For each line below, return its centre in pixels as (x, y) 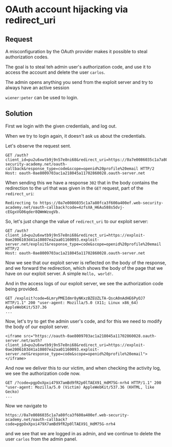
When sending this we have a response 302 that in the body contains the (82, 182)
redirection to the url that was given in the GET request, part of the (74, 188)
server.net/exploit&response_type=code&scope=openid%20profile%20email (83, 244)
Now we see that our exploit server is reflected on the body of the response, (86, 263)
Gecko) (12, 392)
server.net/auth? (24, 340)
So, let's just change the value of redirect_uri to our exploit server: (77, 221)
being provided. (22, 289)
